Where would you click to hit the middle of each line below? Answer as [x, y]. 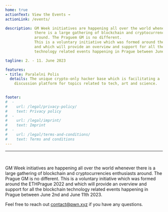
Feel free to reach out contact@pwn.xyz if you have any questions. [74, 204]
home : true [16, 10]
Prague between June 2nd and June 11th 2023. [54, 194]
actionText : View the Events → [38, 15]
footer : [13, 97]
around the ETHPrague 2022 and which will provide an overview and [76, 184]
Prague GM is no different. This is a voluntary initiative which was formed [80, 178]
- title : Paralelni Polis [32, 74]
